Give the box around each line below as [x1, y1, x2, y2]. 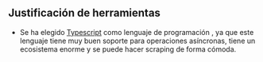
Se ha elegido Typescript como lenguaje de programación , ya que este [19, 27, 254, 37]
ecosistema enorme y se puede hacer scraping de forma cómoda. [19, 44, 237, 54]
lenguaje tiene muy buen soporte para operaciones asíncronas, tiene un [19, 36, 256, 45]
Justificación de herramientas [8, 6, 161, 20]
